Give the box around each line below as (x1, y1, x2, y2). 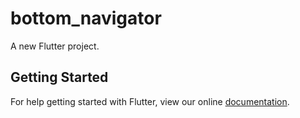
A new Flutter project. (10, 40, 100, 52)
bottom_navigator (10, 7, 162, 30)
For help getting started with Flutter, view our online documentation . (10, 95, 290, 107)
